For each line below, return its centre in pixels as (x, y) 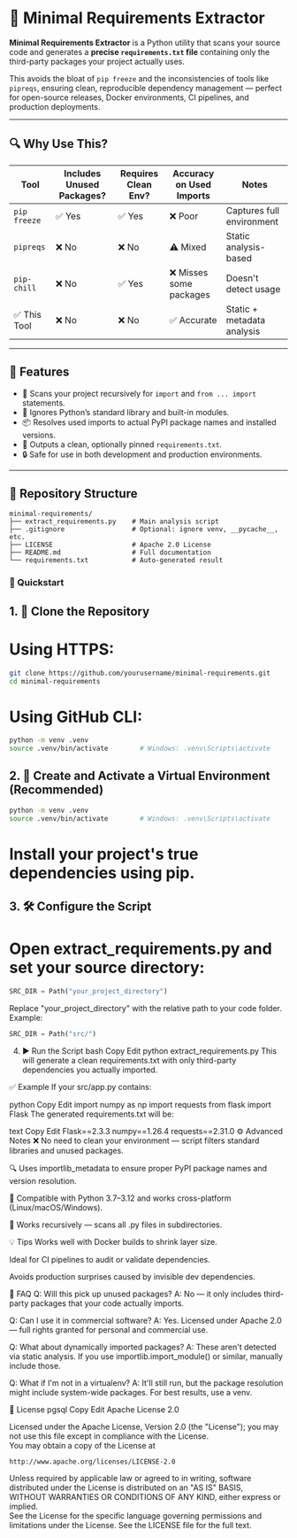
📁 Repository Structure (73, 494)
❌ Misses (189, 272)
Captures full (253, 210)
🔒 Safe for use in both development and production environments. (142, 454)
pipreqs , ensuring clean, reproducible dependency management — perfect (146, 88)
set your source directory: (107, 968)
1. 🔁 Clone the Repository (80, 611)
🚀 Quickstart (37, 583)
